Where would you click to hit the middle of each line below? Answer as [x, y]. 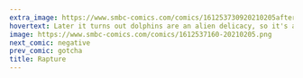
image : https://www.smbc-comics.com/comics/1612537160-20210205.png [141, 34]
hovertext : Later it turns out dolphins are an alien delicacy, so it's [149, 26]
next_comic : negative [50, 43]
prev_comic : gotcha [46, 51]
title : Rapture [38, 59]
